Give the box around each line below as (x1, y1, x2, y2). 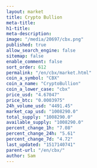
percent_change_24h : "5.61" (6, 130, 76, 137)
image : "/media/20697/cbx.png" (6, 36, 84, 42)
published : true (6, 42, 46, 48)
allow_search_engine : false (6, 48, 76, 54)
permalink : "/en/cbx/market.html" (6, 70, 92, 76)
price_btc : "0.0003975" (6, 97, 65, 103)
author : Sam (6, 153, 36, 158)
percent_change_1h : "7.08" (6, 125, 73, 131)
